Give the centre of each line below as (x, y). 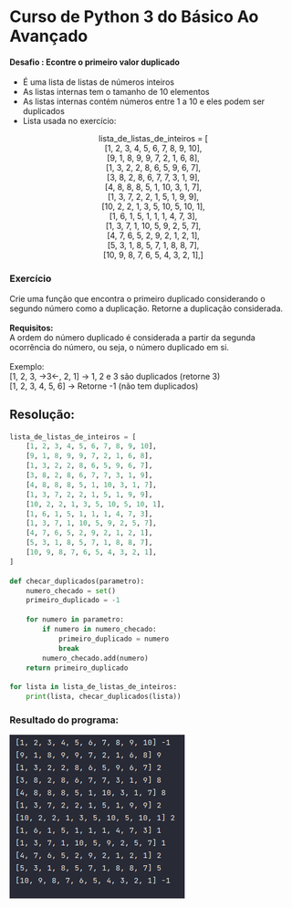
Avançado (49, 36)
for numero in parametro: (75, 620)
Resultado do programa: (64, 720)
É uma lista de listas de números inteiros (99, 82)
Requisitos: (31, 328)
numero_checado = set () (71, 590)
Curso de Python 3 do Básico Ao (134, 17)
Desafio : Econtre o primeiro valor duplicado (95, 62)
